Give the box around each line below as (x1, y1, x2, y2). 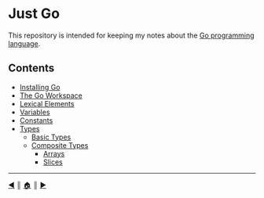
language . (8, 38, 41, 48)
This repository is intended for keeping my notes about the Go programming (8, 31, 255, 40)
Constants (19, 115, 53, 125)
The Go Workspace (19, 91, 82, 100)
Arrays (42, 149, 65, 158)
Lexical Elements (19, 99, 75, 108)
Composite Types (31, 140, 89, 149)
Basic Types (31, 132, 71, 142)
